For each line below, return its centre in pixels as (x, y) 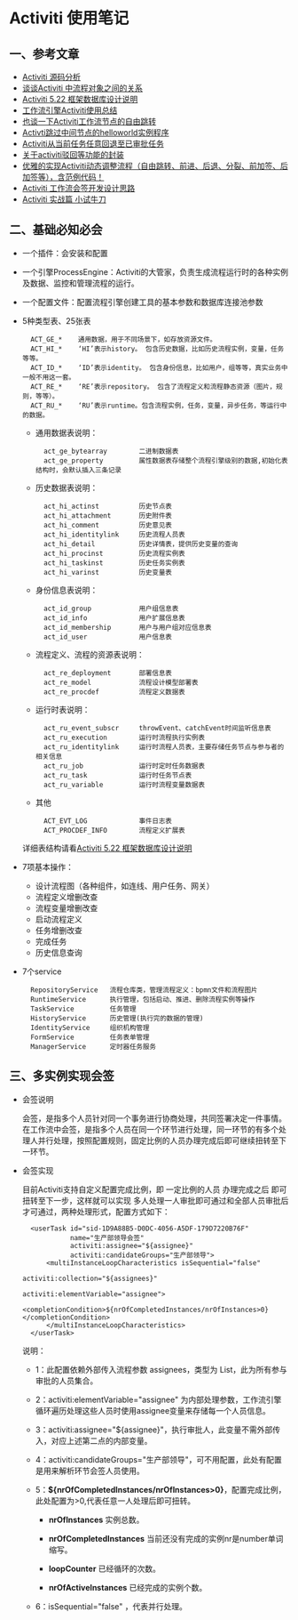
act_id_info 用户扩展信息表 (114, 618)
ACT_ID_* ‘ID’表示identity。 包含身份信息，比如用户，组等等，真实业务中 (159, 367)
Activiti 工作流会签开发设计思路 (78, 188)
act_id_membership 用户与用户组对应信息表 (127, 627)
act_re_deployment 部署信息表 (108, 673)
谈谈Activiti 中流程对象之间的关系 (82, 88)
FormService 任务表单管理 (90, 1037)
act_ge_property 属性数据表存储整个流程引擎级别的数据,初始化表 (165, 460)
